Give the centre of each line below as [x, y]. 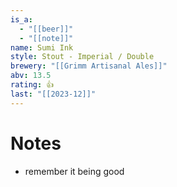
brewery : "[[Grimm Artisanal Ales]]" [89, 66]
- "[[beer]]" [46, 29]
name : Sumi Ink [42, 47]
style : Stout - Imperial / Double [82, 57]
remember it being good [74, 171]
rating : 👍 [32, 85]
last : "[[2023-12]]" [53, 94]
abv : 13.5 [31, 76]
